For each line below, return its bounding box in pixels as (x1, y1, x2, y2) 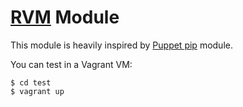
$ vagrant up (10, 86, 65, 96)
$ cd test (10, 77, 52, 88)
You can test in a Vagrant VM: (10, 58, 133, 70)
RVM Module (10, 6, 120, 29)
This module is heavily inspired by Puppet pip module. (10, 39, 233, 51)
